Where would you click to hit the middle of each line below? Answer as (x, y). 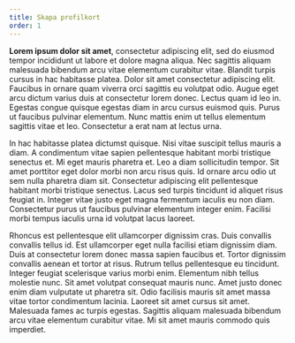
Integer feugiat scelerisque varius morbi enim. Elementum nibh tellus (134, 273)
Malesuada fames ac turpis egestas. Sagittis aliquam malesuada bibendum (145, 310)
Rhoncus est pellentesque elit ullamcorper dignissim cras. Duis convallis (140, 235)
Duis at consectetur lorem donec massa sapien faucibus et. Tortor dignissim (148, 254)
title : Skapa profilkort (55, 17)
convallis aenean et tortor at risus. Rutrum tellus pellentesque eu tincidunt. (144, 263)
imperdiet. (28, 329)
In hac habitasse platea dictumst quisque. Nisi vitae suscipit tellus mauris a (145, 143)
